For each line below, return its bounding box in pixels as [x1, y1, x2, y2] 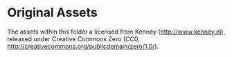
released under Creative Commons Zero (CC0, [7, 34, 140, 43]
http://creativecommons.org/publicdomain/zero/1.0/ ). [7, 42, 159, 50]
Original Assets [7, 5, 98, 21]
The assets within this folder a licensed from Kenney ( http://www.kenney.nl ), [7, 27, 226, 36]
